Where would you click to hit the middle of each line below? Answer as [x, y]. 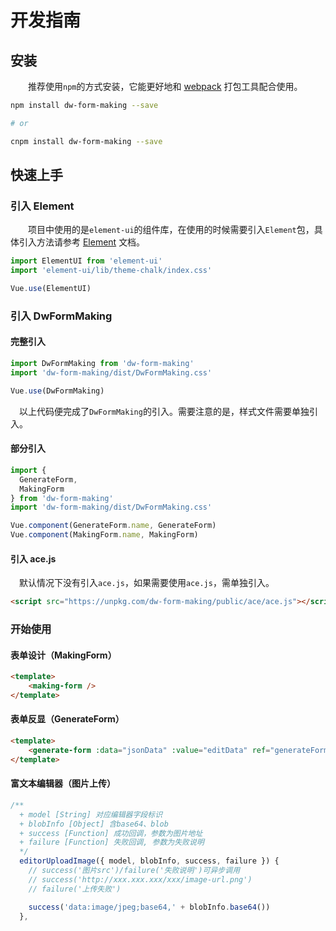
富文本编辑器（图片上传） [63, 783]
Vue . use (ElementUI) [51, 289]
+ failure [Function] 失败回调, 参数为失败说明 [112, 842]
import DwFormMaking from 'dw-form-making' [102, 364]
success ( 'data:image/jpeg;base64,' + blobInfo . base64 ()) [149, 907]
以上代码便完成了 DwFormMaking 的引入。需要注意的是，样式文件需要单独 [164, 411]
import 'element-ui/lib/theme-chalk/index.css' [111, 271]
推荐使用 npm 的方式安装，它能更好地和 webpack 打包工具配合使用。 [165, 86]
